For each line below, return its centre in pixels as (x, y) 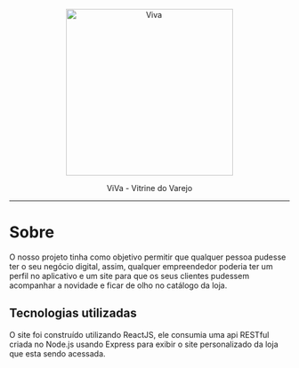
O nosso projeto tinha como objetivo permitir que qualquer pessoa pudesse (148, 257)
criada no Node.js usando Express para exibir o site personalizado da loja (144, 344)
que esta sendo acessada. (57, 353)
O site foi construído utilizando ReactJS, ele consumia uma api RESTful (139, 334)
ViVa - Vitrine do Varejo (149, 188)
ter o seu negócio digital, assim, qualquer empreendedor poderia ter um (141, 266)
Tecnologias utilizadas (73, 313)
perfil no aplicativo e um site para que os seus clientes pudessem (129, 276)
